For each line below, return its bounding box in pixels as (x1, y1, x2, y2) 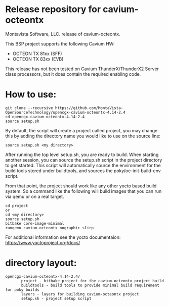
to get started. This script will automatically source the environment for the (5, 162, 161, 168)
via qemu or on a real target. (5, 193, 64, 199)
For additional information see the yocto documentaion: (5, 234, 121, 240)
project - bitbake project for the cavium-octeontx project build (21, 278, 164, 283)
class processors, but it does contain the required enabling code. (5, 71, 141, 77)
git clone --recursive (5, 105, 53, 111)
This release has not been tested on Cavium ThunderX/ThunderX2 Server (5, 66, 159, 72)
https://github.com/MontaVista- (55, 105, 123, 111)
